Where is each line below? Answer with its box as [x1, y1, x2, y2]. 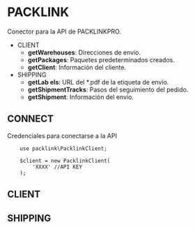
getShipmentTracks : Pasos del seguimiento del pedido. [27, 85, 189, 94]
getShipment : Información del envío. [27, 92, 134, 101]
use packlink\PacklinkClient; [19, 145, 108, 152]
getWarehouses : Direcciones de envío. [27, 48, 141, 57]
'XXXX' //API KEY [32, 163, 82, 170]
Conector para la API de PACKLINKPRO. [7, 27, 122, 36]
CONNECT [7, 113, 54, 125]
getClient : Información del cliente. [27, 63, 127, 71]
